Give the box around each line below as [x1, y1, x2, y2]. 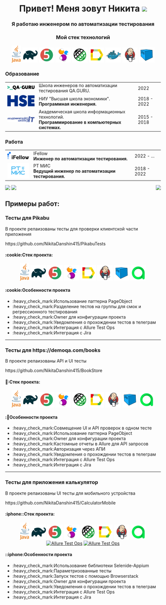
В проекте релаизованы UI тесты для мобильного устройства [5, 490, 136, 496]
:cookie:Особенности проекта [5, 287, 71, 293]
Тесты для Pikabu [5, 215, 50, 222]
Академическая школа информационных [39, 109, 125, 115]
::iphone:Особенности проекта [5, 552, 73, 558]
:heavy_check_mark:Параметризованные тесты [12, 567, 112, 574]
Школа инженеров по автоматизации [39, 83, 118, 89]
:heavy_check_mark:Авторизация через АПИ [12, 446, 106, 452]
